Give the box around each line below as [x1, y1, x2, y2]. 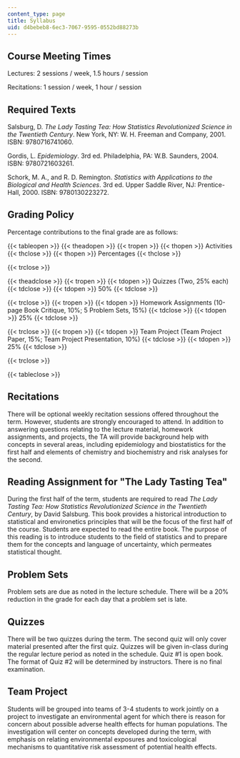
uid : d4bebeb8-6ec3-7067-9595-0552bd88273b [7, 24, 139, 31]
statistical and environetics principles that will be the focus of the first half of [7, 517, 233, 526]
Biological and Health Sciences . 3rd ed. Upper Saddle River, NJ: [7, 181, 196, 189]
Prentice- [197, 181, 225, 189]
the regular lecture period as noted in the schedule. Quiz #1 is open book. [7, 650, 224, 659]
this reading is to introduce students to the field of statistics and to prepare [7, 532, 228, 541]
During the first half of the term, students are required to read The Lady [7, 495, 218, 503]
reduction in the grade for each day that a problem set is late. [7, 595, 188, 604]
